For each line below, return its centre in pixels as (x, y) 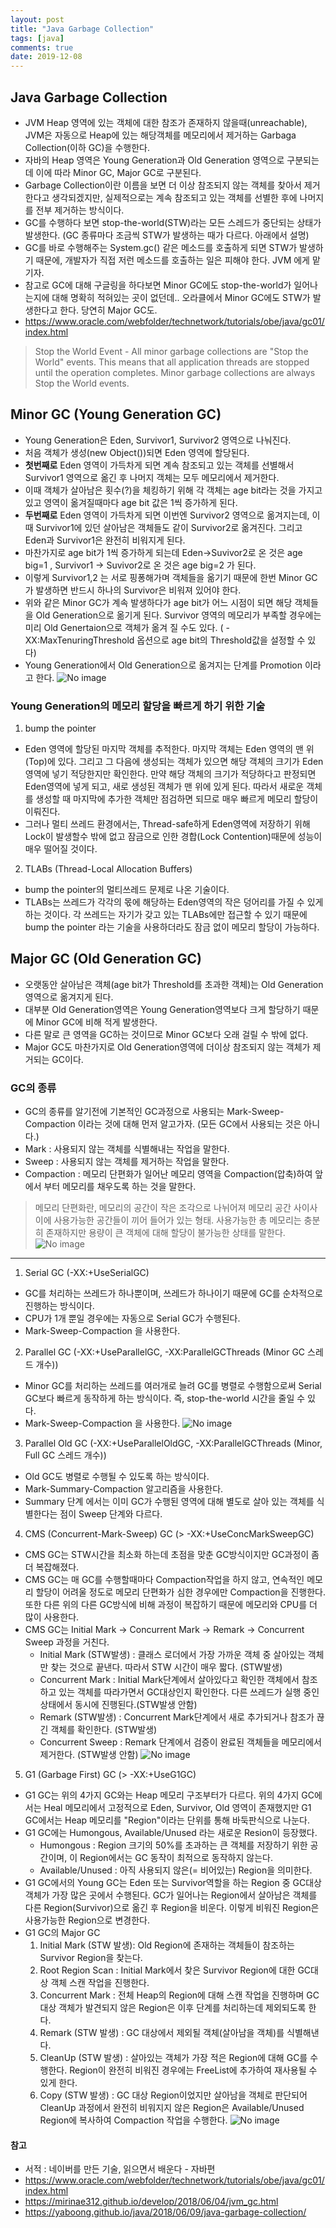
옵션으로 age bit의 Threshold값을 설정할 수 (221, 640)
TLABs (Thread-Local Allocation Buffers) (108, 869)
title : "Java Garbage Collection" (82, 29)
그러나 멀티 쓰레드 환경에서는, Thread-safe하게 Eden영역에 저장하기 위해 (167, 824)
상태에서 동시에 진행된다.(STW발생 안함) (118, 1705)
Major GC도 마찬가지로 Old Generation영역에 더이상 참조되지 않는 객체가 (167, 1047)
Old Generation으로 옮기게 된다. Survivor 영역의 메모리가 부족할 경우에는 (178, 615)
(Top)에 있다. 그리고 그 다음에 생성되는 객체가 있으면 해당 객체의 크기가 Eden (174, 762)
